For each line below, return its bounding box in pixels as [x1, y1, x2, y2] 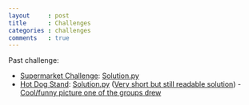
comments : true [8, 33, 70, 42]
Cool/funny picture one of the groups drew [19, 88, 162, 98]
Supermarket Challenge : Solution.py [19, 71, 140, 80]
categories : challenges [8, 26, 91, 34]
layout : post [8, 11, 70, 20]
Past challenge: [8, 56, 59, 65]
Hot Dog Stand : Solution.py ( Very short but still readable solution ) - [19, 80, 242, 89]
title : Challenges [8, 19, 91, 27]
